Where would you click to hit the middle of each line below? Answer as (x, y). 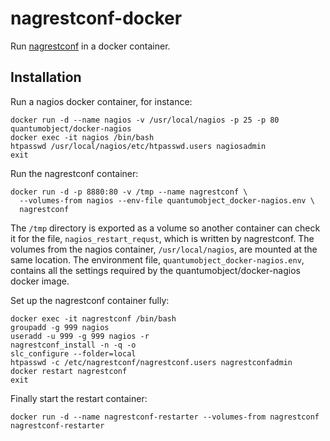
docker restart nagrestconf (69, 371)
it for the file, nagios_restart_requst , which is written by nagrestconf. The (162, 238)
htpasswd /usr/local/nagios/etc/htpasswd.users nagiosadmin (138, 146)
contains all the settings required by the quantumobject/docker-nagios (155, 270)
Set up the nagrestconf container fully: (90, 300)
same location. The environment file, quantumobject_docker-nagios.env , (157, 259)
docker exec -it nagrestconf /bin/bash (93, 318)
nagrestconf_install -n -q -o (73, 345)
